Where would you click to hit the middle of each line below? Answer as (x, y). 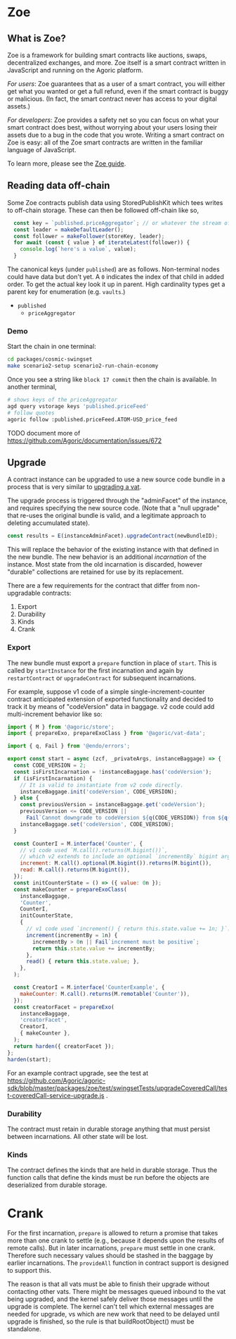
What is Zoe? (37, 38)
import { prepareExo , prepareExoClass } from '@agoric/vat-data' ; (106, 734)
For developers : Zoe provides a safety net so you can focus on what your (113, 120)
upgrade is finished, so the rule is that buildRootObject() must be (101, 1321)
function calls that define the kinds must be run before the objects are (108, 1178)
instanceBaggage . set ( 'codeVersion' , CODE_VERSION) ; (97, 824)
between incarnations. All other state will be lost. (78, 1136)
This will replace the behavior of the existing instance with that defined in (113, 550)
